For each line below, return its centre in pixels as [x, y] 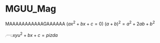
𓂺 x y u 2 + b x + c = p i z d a [32, 34]
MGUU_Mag [31, 9]
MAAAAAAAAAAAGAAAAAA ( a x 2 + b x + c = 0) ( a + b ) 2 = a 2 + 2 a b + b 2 [80, 23]
